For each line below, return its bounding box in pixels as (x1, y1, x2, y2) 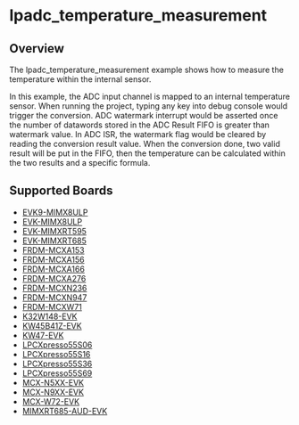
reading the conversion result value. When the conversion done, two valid (9, 139, 281, 149)
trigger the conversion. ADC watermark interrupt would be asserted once (9, 110, 278, 120)
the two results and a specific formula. (9, 158, 151, 168)
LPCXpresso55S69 (21, 367, 93, 379)
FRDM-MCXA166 (21, 264, 85, 274)
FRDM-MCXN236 (21, 282, 87, 293)
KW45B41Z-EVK (21, 320, 82, 331)
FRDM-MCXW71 (21, 301, 83, 312)
